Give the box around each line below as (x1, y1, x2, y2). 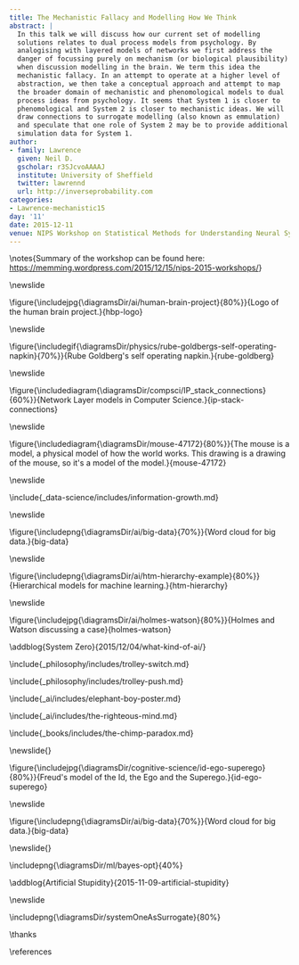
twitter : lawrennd (17, 179, 86, 188)
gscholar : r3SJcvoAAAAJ (17, 162, 105, 171)
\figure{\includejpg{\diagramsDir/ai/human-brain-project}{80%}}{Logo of (9, 297, 279, 308)
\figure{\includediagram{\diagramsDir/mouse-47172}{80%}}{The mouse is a (9, 439, 290, 450)
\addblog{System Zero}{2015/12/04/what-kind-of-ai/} (9, 641, 206, 652)
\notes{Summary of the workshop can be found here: (9, 253, 206, 264)
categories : (9, 195, 53, 205)
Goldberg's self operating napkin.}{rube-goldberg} (88, 351, 274, 361)
